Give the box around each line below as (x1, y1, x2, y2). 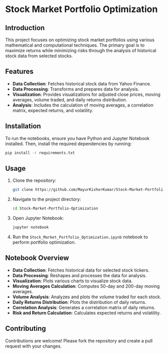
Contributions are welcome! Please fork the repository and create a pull (5, 337, 153, 343)
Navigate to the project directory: (12, 196, 81, 202)
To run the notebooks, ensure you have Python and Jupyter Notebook (5, 135, 149, 141)
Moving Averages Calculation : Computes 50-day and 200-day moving (12, 283, 160, 289)
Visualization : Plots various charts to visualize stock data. (12, 278, 133, 284)
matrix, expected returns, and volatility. (12, 107, 94, 113)
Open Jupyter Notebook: (12, 215, 64, 221)
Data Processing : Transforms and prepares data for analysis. (12, 86, 139, 92)
